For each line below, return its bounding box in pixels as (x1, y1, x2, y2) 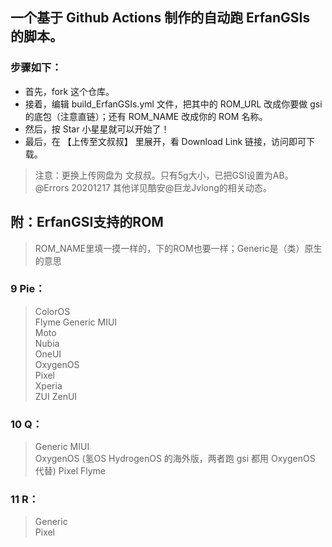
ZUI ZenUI (34, 390, 78, 402)
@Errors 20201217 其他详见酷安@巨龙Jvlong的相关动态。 (34, 181, 272, 193)
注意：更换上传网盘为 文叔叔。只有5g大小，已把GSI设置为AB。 (34, 169, 294, 181)
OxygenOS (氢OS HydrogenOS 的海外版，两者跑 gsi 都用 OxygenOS (34, 453, 316, 465)
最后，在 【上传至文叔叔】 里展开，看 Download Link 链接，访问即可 (24, 135, 307, 147)
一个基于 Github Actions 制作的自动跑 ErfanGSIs (10, 9, 311, 27)
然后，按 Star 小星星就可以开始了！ (24, 123, 170, 135)
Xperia (34, 379, 63, 392)
